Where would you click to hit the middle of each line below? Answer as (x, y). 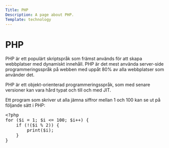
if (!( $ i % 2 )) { (38, 125)
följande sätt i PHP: (25, 105)
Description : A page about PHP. (40, 15)
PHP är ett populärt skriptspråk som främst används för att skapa (74, 58)
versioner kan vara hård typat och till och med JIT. (58, 90)
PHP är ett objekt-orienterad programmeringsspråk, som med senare (78, 85)
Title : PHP (17, 10)
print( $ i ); (40, 130)
